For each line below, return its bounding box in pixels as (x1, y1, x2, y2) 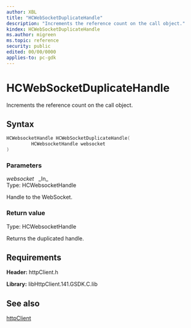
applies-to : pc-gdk (6, 55, 57, 61)
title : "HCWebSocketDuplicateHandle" (6, 15, 103, 21)
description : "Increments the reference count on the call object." (6, 20, 185, 26)
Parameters (6, 161, 42, 169)
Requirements (6, 252, 61, 262)
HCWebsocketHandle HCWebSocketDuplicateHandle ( (6, 135, 131, 142)
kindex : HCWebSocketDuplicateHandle (6, 26, 100, 32)
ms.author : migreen (6, 32, 57, 38)
